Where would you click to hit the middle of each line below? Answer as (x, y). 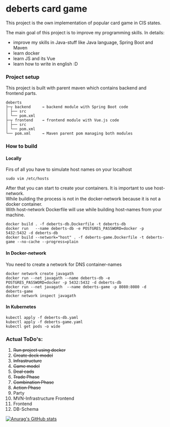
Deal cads (24, 371)
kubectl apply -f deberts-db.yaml (42, 317)
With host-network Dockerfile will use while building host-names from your (84, 210)
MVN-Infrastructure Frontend (44, 398)
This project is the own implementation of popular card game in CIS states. (83, 23)
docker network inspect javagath (41, 296)
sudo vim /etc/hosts (28, 179)
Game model (26, 366)
